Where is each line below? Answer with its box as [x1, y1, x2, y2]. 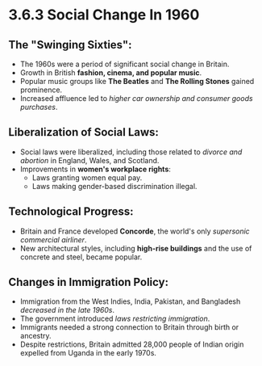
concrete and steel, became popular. [19, 252, 143, 262]
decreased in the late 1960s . [19, 305, 115, 315]
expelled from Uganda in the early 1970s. [19, 348, 157, 358]
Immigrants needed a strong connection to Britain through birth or [19, 322, 239, 332]
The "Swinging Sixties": [8, 38, 132, 52]
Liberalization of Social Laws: [8, 125, 160, 139]
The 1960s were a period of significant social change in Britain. [19, 59, 230, 69]
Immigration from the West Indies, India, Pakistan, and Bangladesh [19, 297, 241, 306]
